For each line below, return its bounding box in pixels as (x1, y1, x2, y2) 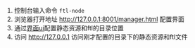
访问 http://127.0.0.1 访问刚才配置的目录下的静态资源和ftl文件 (13, 32, 188, 41)
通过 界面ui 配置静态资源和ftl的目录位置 (13, 24, 125, 32)
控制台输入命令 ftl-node (13, 6, 85, 14)
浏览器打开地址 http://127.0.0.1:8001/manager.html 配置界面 (13, 15, 185, 23)
